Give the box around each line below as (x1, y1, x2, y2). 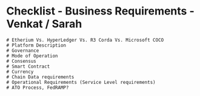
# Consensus (6, 58, 36, 64)
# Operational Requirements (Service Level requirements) (6, 79, 156, 85)
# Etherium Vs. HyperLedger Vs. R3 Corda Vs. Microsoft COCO (6, 37, 164, 43)
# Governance (6, 47, 39, 54)
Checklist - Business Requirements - (6, 4, 195, 18)
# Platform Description (6, 42, 67, 48)
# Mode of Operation (6, 53, 59, 59)
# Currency (6, 68, 34, 75)
